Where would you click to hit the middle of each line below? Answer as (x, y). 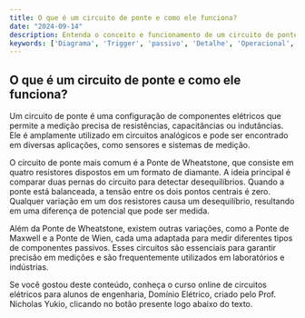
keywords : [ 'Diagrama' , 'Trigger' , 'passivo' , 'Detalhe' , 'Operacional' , (152, 43)
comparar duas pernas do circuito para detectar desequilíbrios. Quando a (147, 182)
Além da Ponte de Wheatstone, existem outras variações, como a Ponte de (149, 229)
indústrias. (29, 267)
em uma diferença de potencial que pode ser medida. (110, 211)
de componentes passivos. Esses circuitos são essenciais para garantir (143, 248)
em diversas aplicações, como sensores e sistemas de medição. (130, 145)
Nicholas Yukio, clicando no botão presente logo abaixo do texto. (131, 304)
